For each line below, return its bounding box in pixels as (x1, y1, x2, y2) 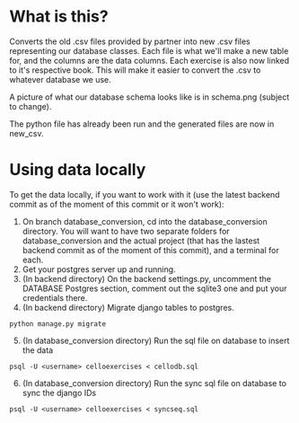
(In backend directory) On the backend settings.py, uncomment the (22, 273, 272, 284)
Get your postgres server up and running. (22, 263, 177, 275)
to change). (9, 101, 52, 111)
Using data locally (9, 160, 146, 181)
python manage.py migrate (9, 319, 106, 329)
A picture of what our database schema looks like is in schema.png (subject (9, 92, 290, 102)
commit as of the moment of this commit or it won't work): (9, 198, 224, 209)
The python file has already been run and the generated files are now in (9, 119, 275, 129)
